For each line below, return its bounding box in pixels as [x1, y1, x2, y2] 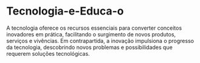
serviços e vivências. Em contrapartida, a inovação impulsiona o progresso [6, 37, 195, 44]
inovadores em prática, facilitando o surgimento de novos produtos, [6, 30, 176, 38]
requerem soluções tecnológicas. [6, 50, 90, 57]
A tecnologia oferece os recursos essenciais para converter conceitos [6, 24, 182, 31]
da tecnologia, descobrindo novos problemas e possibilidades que [6, 44, 173, 51]
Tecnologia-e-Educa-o [6, 4, 124, 18]
